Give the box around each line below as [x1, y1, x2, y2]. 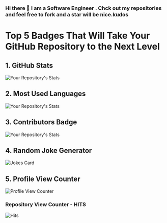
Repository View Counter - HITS [5, 201, 87, 208]
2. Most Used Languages [5, 90, 86, 98]
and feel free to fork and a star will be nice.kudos [5, 11, 129, 18]
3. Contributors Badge [5, 118, 77, 127]
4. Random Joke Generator [5, 146, 92, 155]
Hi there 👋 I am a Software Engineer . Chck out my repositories [5, 5, 162, 12]
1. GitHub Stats [5, 61, 53, 70]
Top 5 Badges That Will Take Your [5, 30, 150, 41]
